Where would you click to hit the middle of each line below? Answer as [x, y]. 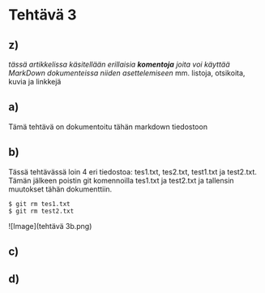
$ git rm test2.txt [41, 211]
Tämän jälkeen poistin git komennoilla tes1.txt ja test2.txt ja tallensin [121, 180]
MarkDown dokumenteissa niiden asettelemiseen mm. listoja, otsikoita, [127, 73]
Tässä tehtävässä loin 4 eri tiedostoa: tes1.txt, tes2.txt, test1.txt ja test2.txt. [133, 171]
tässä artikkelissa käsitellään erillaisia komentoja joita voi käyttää [119, 64]
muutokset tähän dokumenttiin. [60, 189]
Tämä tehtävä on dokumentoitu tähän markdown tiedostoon [108, 127]
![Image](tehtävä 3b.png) [50, 226]
